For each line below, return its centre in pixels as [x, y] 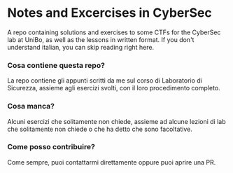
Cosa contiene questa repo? [56, 65]
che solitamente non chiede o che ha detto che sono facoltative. [100, 129]
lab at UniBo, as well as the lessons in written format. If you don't [101, 39]
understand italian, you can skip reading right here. [81, 47]
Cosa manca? [31, 106]
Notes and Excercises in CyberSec [110, 13]
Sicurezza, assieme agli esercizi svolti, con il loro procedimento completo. [114, 88]
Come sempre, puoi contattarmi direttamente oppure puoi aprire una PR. [112, 162]
